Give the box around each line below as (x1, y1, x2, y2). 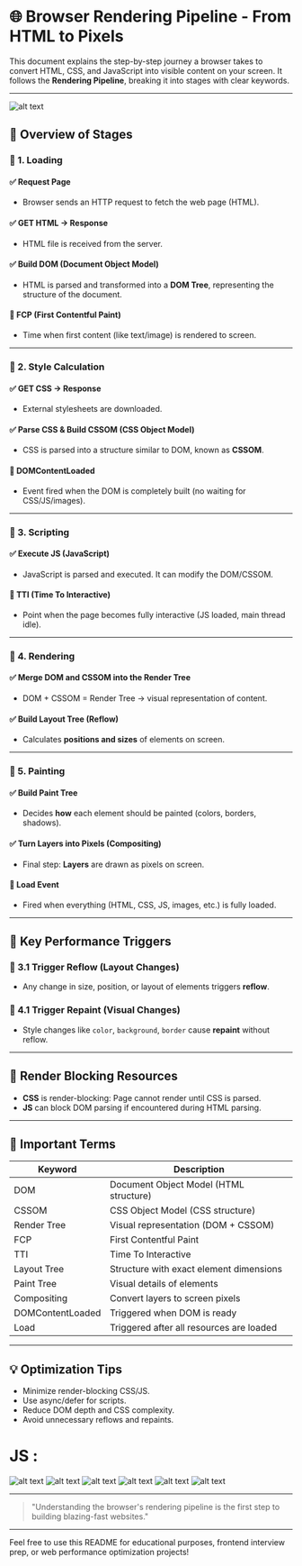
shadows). (22, 817, 62, 828)
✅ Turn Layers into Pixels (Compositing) (9, 838, 162, 849)
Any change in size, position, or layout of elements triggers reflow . (22, 981, 270, 992)
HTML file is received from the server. (22, 238, 164, 249)
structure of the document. (22, 288, 123, 299)
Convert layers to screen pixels (109, 1292, 241, 1305)
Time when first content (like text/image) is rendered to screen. (22, 330, 257, 341)
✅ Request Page (9, 176, 71, 187)
